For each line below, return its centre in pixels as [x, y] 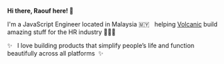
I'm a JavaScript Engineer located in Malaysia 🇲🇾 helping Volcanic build [112, 24]
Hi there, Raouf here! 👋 [41, 11]
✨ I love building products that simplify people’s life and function [101, 46]
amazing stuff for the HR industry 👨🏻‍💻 [61, 32]
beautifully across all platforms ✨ [55, 53]
